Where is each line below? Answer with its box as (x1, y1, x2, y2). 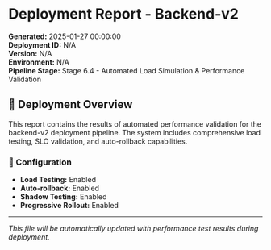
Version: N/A (8, 48, 52, 58)
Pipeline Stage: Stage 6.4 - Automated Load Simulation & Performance (8, 65, 245, 75)
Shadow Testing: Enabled (19, 192, 107, 202)
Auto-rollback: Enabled (19, 183, 99, 194)
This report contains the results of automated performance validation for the (8, 119, 262, 129)
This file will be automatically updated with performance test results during (8, 223, 259, 234)
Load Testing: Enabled (19, 175, 97, 185)
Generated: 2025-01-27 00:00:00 (8, 31, 121, 41)
